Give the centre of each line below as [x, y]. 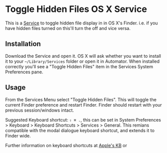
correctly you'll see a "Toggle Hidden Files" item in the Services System [79, 66]
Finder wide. [18, 136]
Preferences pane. [24, 72]
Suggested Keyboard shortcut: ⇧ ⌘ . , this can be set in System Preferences [83, 120]
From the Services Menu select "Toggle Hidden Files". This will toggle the [81, 99]
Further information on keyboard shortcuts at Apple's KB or [66, 145]
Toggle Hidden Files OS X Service [76, 9]
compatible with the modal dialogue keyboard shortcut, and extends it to [80, 130]
